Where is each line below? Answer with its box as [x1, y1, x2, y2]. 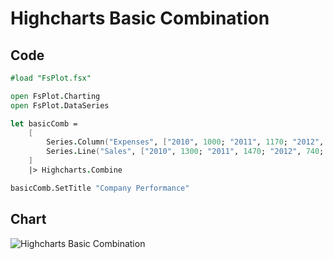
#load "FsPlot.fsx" [10, 73, 92, 83]
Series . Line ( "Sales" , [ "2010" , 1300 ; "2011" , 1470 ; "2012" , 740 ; [46, 147, 325, 157]
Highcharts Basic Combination [10, 7, 270, 30]
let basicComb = [10, 118, 78, 129]
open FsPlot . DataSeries [10, 100, 110, 111]
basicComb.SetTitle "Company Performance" [10, 183, 190, 193]
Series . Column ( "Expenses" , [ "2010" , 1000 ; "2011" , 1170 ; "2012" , [46, 137, 325, 147]
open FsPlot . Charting [10, 91, 101, 101]
